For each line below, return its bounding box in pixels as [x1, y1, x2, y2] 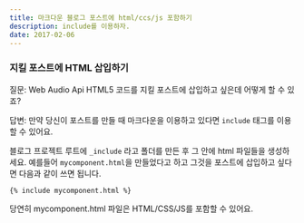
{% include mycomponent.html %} [9, 186, 132, 195]
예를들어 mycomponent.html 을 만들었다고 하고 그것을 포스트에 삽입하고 [28, 156, 276, 168]
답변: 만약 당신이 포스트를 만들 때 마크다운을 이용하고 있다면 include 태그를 [9, 114, 275, 125]
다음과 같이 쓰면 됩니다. [18, 168, 102, 179]
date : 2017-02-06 [9, 30, 75, 39]
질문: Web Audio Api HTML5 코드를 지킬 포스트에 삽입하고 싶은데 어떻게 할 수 [9, 83, 286, 95]
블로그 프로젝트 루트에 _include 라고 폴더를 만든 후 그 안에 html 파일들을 [9, 145, 266, 156]
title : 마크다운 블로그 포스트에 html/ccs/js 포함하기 [9, 13, 192, 23]
